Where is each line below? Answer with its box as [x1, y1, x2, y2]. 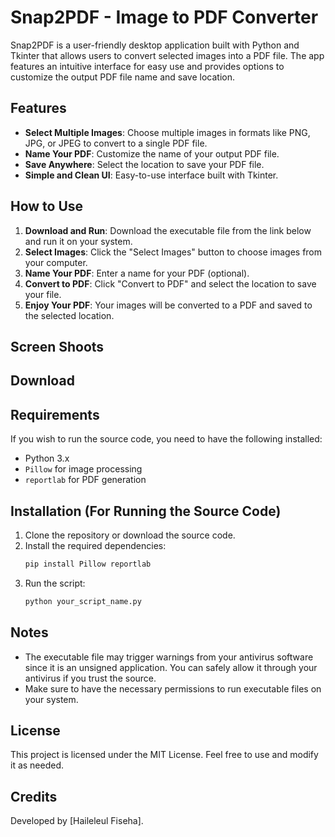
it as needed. [10, 759, 65, 771]
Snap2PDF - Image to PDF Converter [10, 6, 319, 29]
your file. [24, 288, 62, 300]
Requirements [10, 406, 100, 423]
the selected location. [24, 309, 115, 321]
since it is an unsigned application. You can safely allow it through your [24, 661, 318, 673]
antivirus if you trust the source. [24, 672, 157, 684]
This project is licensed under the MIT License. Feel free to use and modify [10, 749, 319, 761]
